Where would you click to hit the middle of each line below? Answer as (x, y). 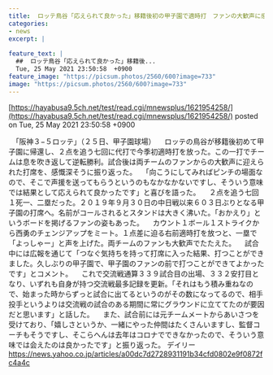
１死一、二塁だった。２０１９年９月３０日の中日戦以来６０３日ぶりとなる (133, 202)
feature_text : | (36, 54)
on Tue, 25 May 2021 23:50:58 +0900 (72, 124)
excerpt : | (27, 39)
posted (246, 116)
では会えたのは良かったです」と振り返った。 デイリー (105, 344)
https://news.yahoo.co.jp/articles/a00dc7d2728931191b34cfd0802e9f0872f (136, 354)
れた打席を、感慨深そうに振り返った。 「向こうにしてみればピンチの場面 (132, 172)
